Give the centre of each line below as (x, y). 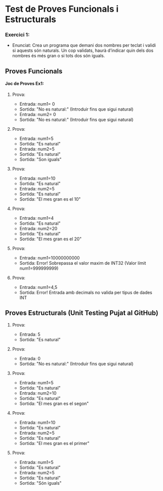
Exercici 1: (17, 35)
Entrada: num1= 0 (37, 104)
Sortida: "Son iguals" (41, 160)
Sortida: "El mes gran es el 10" (50, 199)
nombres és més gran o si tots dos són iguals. (58, 56)
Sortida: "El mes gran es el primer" (54, 443)
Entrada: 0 (30, 358)
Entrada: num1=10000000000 (49, 258)
